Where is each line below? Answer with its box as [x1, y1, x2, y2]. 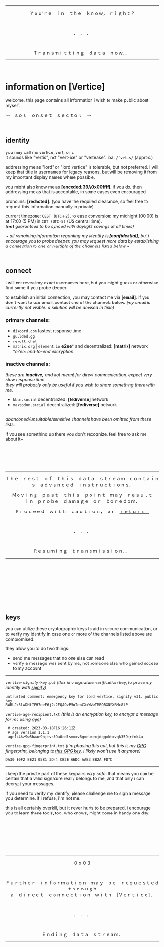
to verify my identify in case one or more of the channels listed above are [5, 631, 152, 637]
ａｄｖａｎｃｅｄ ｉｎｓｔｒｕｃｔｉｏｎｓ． [39, 482, 133, 488]
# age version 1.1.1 [7, 730, 50, 735]
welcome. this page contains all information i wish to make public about [5, 97, 149, 103]
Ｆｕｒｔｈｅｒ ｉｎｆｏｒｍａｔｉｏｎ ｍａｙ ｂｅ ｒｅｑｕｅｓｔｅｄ [5, 880, 159, 886]
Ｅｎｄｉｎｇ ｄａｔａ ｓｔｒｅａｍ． [41, 931, 123, 937]
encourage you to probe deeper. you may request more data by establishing [5, 238, 159, 244]
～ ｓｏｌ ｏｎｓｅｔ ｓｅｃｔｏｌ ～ [5, 113, 91, 118]
